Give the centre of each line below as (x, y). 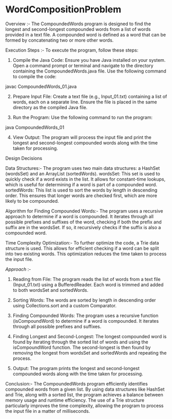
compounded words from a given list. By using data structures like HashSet (85, 389)
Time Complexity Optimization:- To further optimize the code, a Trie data (82, 242)
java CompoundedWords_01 (35, 127)
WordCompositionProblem (63, 10)
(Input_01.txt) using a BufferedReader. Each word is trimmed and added (88, 285)
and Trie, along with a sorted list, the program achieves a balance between (84, 394)
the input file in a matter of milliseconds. (48, 411)
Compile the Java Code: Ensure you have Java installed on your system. (89, 60)
